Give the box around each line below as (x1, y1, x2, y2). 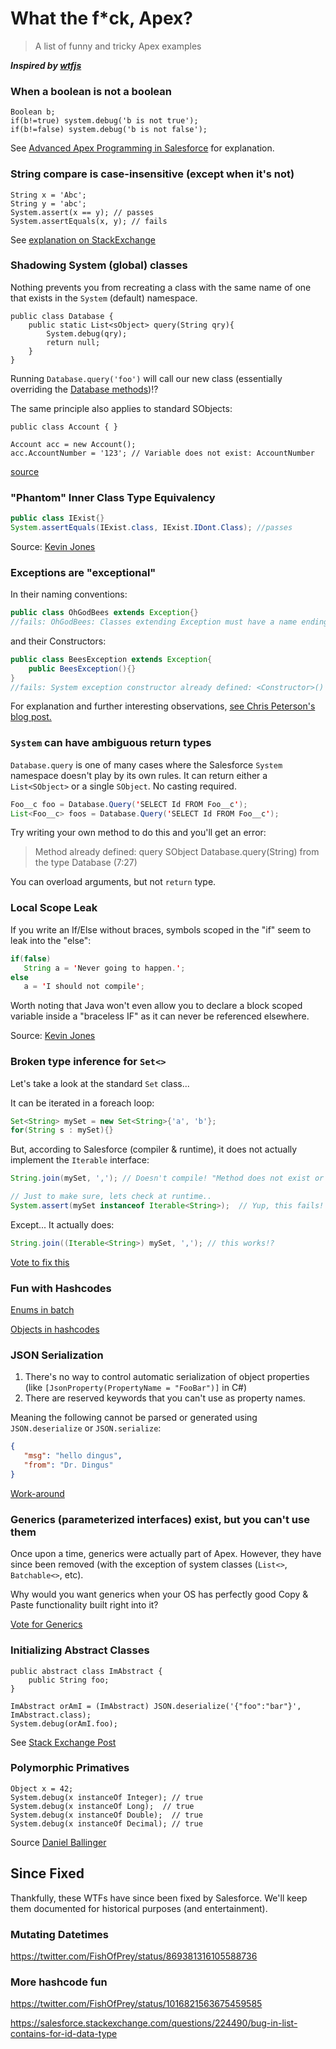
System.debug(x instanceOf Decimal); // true (10, 1818, 203, 1829)
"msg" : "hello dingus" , (23, 1451, 123, 1461)
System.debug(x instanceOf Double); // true (10, 1810, 203, 1820)
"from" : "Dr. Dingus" (23, 1460, 114, 1471)
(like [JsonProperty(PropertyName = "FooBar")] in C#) (24, 1382, 248, 1394)
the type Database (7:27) (34, 857, 138, 869)
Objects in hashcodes (10, 1323, 100, 1336)
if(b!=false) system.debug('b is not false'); (10, 125, 208, 135)
